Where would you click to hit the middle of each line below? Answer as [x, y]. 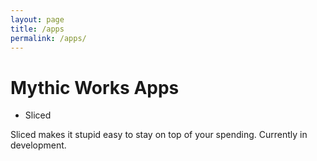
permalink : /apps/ [48, 38]
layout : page [37, 19]
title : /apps [37, 29]
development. [38, 145]
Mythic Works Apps [95, 87]
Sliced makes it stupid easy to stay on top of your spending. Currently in [159, 135]
